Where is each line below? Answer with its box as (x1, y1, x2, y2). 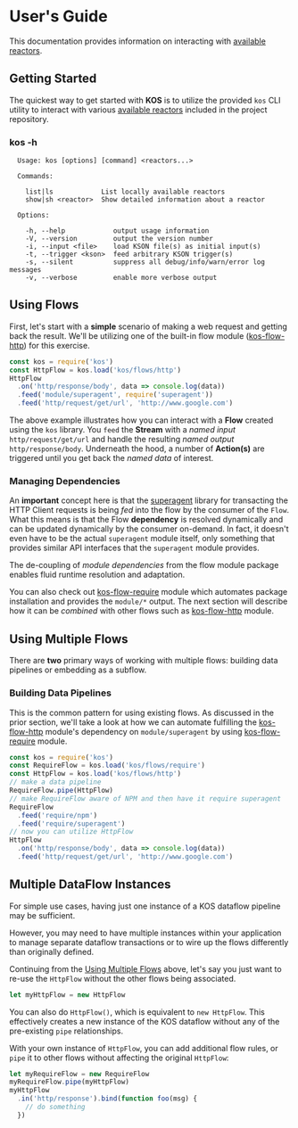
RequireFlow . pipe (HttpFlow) (9, 786, 114, 795)
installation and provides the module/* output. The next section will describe (9, 596, 288, 607)
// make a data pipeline (9, 778, 102, 786)
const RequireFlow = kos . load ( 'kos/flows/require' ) (9, 761, 205, 770)
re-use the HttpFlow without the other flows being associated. (9, 973, 236, 984)
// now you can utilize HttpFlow (9, 827, 134, 836)
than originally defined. (9, 946, 95, 957)
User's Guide (9, 6, 109, 27)
